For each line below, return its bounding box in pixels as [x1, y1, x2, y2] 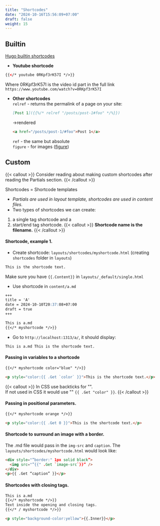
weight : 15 [5, 21, 28, 26]
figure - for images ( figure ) [12, 143, 69, 149]
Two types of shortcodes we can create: [12, 206, 96, 212]
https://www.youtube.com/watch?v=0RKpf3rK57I [5, 86, 101, 91]
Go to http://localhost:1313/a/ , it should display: [12, 334, 116, 340]
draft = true [5, 307, 32, 312]
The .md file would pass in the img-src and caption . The [5, 442, 121, 448]
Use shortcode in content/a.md [12, 283, 76, 289]
